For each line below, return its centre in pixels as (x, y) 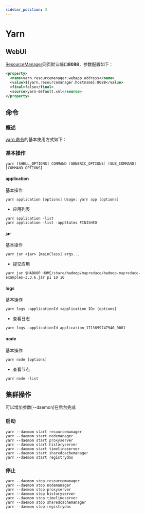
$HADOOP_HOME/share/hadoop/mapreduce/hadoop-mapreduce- (83, 273)
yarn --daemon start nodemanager (39, 436)
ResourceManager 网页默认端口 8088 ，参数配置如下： (59, 64)
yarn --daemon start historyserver (42, 445)
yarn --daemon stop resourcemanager (43, 481)
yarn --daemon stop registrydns (38, 507)
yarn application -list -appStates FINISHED (51, 223)
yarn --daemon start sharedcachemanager (47, 453)
